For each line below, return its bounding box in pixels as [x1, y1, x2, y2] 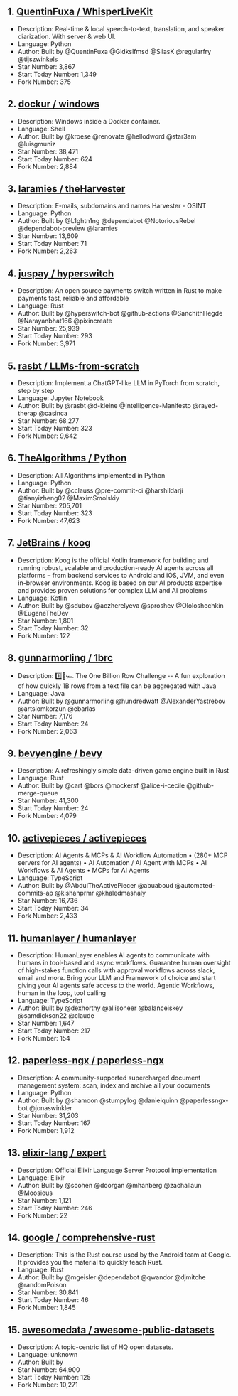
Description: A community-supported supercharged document [17, 1073, 201, 1082]
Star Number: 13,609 [17, 232, 79, 240]
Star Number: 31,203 [17, 1111, 79, 1120]
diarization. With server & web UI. [17, 32, 116, 41]
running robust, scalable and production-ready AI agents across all [17, 563, 214, 571]
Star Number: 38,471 [17, 147, 79, 156]
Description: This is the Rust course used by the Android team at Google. [17, 1250, 232, 1259]
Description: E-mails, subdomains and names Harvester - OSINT [17, 202, 207, 210]
